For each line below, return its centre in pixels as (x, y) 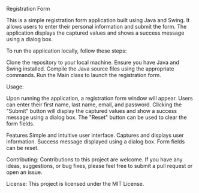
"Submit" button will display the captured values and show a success (92, 111)
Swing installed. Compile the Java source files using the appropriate (90, 69)
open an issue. (25, 172)
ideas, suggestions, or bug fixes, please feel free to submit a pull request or (99, 166)
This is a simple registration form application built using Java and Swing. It (98, 20)
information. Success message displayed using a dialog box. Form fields (96, 142)
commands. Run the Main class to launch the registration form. (84, 75)
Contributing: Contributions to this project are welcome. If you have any (94, 160)
